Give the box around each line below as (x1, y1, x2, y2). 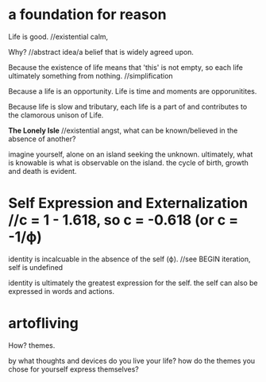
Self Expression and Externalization (8, 195, 249, 212)
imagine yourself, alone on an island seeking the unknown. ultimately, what (8, 149, 253, 159)
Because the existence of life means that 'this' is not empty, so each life (8, 62, 244, 72)
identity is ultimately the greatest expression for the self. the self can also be (8, 278, 258, 287)
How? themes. (8, 340, 56, 350)
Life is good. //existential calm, (8, 32, 109, 41)
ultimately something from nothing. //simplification (8, 71, 173, 80)
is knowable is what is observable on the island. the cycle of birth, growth (8, 157, 249, 168)
